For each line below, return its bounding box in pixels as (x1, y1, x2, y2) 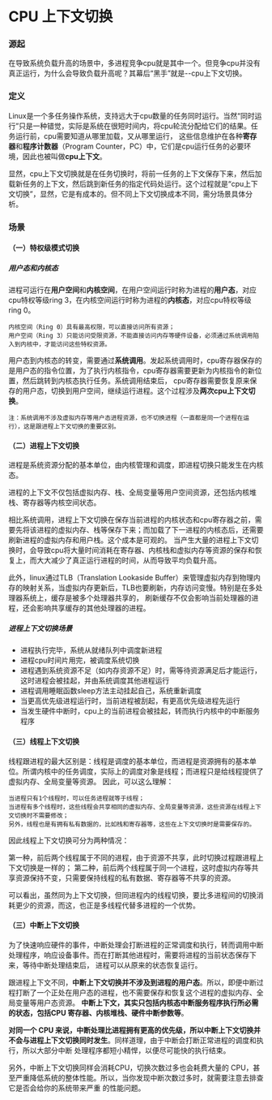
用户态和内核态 (8, 263, 58, 273)
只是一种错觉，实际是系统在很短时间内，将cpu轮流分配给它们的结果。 (19, 121, 252, 131)
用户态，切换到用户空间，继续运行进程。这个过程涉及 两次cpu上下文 (22, 386, 249, 396)
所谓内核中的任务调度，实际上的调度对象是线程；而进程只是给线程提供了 (22, 766, 264, 776)
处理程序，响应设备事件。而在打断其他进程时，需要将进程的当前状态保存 (8, 950, 249, 960)
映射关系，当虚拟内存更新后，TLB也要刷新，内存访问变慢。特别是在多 (22, 583, 257, 593)
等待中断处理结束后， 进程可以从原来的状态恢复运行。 (22, 960, 202, 970)
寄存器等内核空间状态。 (22, 498, 101, 507)
